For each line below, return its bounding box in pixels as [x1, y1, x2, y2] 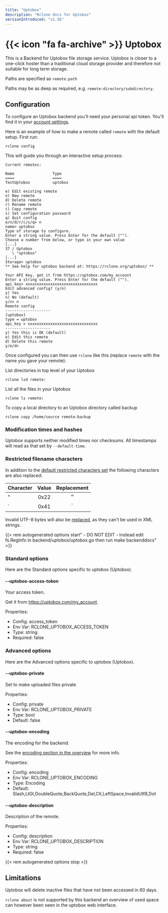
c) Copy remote [5, 206, 37, 212]
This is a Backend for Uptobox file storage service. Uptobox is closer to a [5, 55, 157, 61]
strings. [5, 522, 21, 528]
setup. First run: [5, 134, 38, 140]
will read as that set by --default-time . [5, 443, 87, 449]
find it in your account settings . [5, 119, 70, 125]
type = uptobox [5, 317, 37, 322]
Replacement [56, 484, 89, 491]
